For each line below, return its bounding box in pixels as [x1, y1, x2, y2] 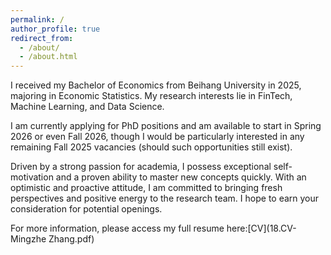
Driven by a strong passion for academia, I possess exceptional [10, 161, 272, 173]
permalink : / [10, 14, 65, 25]
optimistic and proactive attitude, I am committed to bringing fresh [10, 182, 283, 194]
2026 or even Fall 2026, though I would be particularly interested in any [10, 131, 305, 143]
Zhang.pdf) [48, 233, 95, 245]
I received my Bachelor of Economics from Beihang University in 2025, [10, 79, 302, 91]
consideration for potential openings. [10, 203, 163, 215]
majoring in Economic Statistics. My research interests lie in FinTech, [10, 90, 293, 102]
